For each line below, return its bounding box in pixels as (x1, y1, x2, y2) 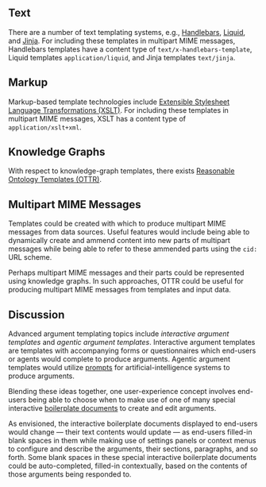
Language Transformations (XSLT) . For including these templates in (8, 105, 229, 114)
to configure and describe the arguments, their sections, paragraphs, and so (8, 444, 258, 454)
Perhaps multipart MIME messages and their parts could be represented (8, 268, 245, 277)
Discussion (8, 307, 65, 321)
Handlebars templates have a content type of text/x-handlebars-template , (8, 44, 253, 54)
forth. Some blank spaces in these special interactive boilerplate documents (8, 453, 256, 462)
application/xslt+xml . (8, 122, 82, 132)
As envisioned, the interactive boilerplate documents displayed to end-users (8, 419, 258, 428)
